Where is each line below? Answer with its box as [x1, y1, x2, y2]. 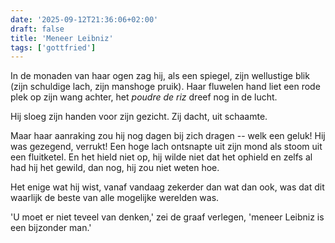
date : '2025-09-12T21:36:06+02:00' [10, 14, 159, 25]
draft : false [10, 24, 65, 34]
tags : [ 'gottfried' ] [10, 42, 97, 53]
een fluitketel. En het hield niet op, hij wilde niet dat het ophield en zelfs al [10, 151, 313, 163]
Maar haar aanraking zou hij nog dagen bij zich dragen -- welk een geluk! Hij [10, 130, 326, 142]
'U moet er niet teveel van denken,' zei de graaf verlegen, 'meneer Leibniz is [10, 211, 325, 223]
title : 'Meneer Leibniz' [10, 33, 114, 43]
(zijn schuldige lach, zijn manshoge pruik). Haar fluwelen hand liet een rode [10, 81, 321, 93]
